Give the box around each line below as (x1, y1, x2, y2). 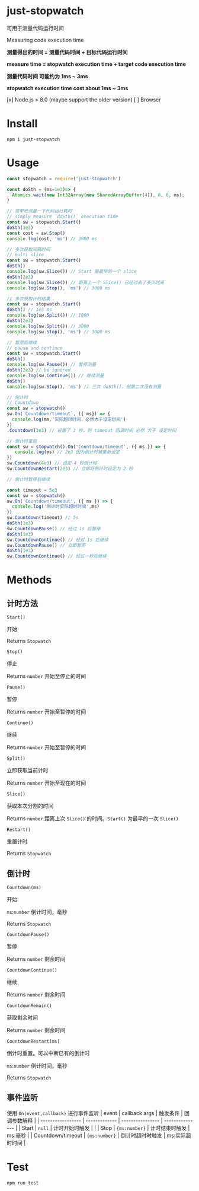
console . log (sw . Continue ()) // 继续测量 (7, 372, 104, 378)
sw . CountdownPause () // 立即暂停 (7, 542, 86, 548)
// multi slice (7, 252, 44, 258)
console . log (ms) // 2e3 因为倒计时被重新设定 (14, 449, 120, 455)
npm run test (7, 1180, 39, 1186)
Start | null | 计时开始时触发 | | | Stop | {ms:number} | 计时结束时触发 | (21, 1124, 190, 1131)
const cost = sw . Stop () (7, 230, 66, 236)
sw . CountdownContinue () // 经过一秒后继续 (7, 553, 107, 559)
